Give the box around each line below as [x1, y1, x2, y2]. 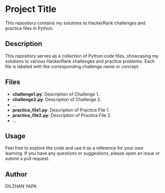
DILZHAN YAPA [5, 183, 37, 190]
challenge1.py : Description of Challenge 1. [12, 91, 100, 97]
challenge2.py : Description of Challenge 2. [12, 96, 102, 102]
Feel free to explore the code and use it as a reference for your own [5, 145, 144, 151]
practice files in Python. [5, 25, 54, 31]
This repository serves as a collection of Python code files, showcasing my [5, 53, 159, 59]
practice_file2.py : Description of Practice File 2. [12, 112, 112, 118]
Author [5, 170, 27, 179]
